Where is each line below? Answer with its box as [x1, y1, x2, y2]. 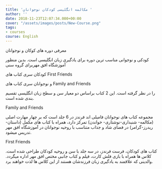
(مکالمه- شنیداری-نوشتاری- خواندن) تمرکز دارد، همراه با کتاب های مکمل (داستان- [5, 119, 154, 125]
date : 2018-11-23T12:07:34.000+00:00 [5, 16, 82, 21]
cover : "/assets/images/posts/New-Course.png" [5, 20, 101, 26]
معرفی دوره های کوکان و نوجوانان [5, 47, 67, 53]
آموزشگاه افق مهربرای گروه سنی [5, 61, 66, 68]
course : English [5, 34, 38, 39]
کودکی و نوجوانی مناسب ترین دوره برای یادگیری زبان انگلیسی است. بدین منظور [5, 57, 149, 62]
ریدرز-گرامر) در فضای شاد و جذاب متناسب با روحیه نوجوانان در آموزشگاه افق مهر [5, 124, 153, 130]
